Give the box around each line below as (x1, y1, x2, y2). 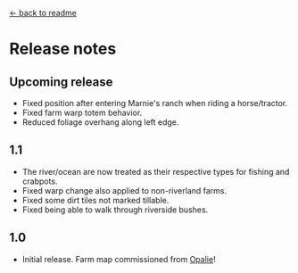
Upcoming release (9, 74, 113, 89)
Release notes (9, 39, 117, 59)
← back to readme (9, 8, 78, 18)
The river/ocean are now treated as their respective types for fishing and (21, 166, 290, 177)
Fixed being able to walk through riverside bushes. (21, 204, 209, 215)
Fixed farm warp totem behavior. (21, 107, 143, 118)
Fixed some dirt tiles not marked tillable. (21, 194, 170, 205)
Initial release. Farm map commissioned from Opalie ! (21, 253, 216, 264)
